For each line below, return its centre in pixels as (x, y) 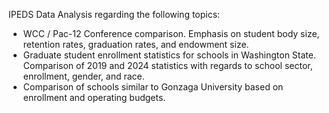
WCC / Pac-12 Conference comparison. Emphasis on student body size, (171, 33)
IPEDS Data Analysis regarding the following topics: (114, 14)
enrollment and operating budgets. (94, 97)
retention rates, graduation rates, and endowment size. (136, 44)
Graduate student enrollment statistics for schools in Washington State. (169, 55)
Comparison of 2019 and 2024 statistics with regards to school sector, (167, 65)
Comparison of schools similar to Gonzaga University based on (153, 87)
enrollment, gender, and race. (83, 76)
